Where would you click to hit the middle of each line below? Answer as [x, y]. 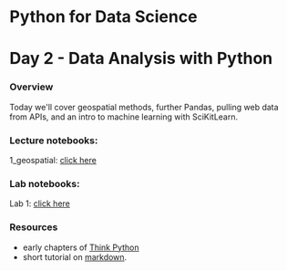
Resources [34, 227]
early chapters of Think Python [81, 247]
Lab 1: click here [40, 203]
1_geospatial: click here [53, 160]
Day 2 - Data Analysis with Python [141, 59]
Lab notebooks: [45, 183]
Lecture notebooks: [54, 141]
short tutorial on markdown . [75, 256]
